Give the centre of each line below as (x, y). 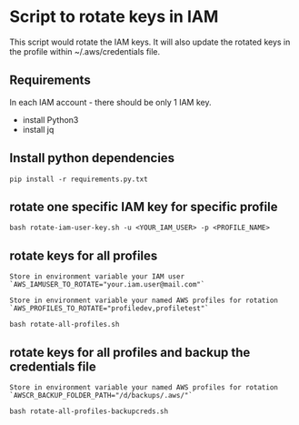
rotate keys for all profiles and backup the (130, 352)
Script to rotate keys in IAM (114, 17)
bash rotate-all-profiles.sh (65, 325)
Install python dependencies (92, 158)
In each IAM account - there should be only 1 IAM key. (110, 102)
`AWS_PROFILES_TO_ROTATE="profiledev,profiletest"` (109, 309)
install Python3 (50, 119)
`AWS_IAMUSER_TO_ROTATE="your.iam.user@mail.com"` (107, 285)
